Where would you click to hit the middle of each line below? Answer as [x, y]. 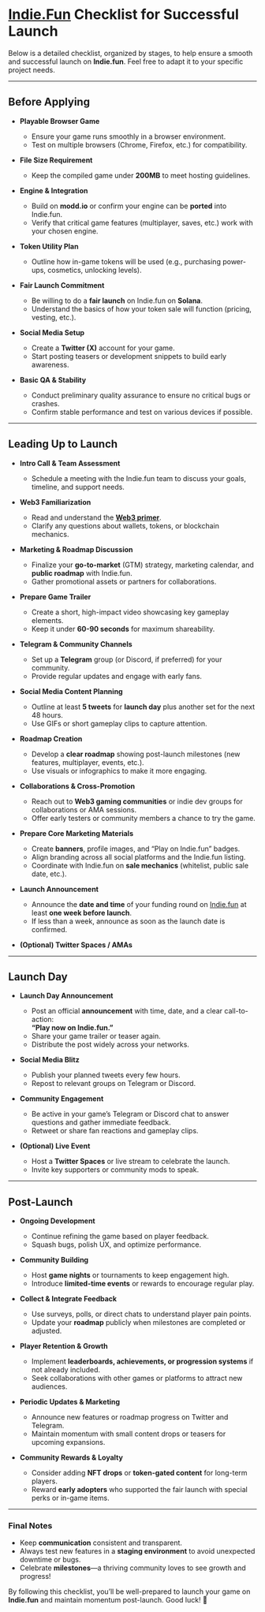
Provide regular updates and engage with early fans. [117, 676]
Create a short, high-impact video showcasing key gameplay [130, 612]
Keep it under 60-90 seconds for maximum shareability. [123, 629]
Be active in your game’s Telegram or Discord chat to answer [130, 1114]
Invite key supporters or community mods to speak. [115, 1170]
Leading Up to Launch [63, 444]
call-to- [236, 1011]
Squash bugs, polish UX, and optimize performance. [116, 1244]
